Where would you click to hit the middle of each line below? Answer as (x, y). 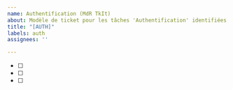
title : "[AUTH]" (31, 27)
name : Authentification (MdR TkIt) (59, 14)
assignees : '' (28, 40)
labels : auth (26, 33)
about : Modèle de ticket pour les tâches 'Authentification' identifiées (117, 20)
